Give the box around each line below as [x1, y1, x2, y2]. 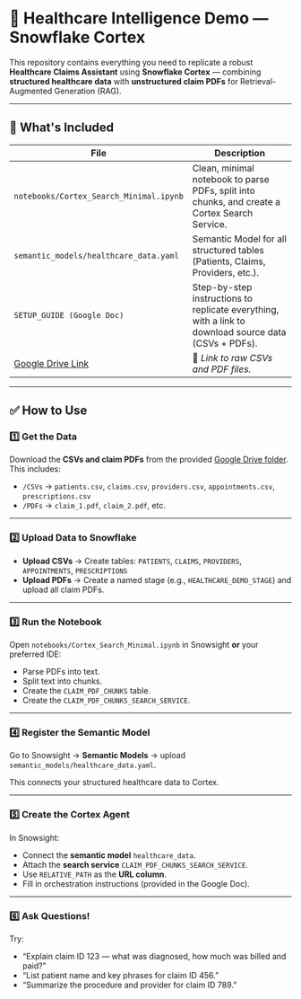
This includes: [9, 464, 61, 474]
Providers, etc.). [192, 266, 260, 278]
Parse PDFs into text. [21, 667, 100, 677]
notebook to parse [192, 172, 271, 185]
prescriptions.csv [21, 492, 91, 501]
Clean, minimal [192, 162, 254, 174]
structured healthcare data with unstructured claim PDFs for [9, 75, 239, 86]
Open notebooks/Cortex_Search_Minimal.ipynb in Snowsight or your [9, 640, 259, 650]
